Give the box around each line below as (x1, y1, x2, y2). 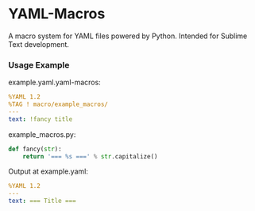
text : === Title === (8, 197, 77, 205)
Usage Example (8, 59, 70, 70)
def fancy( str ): (8, 145, 62, 153)
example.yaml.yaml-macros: (8, 77, 101, 88)
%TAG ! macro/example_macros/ (8, 100, 109, 108)
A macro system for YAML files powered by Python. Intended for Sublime (8, 31, 248, 41)
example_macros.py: (8, 129, 76, 139)
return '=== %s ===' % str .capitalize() (22, 152, 158, 160)
